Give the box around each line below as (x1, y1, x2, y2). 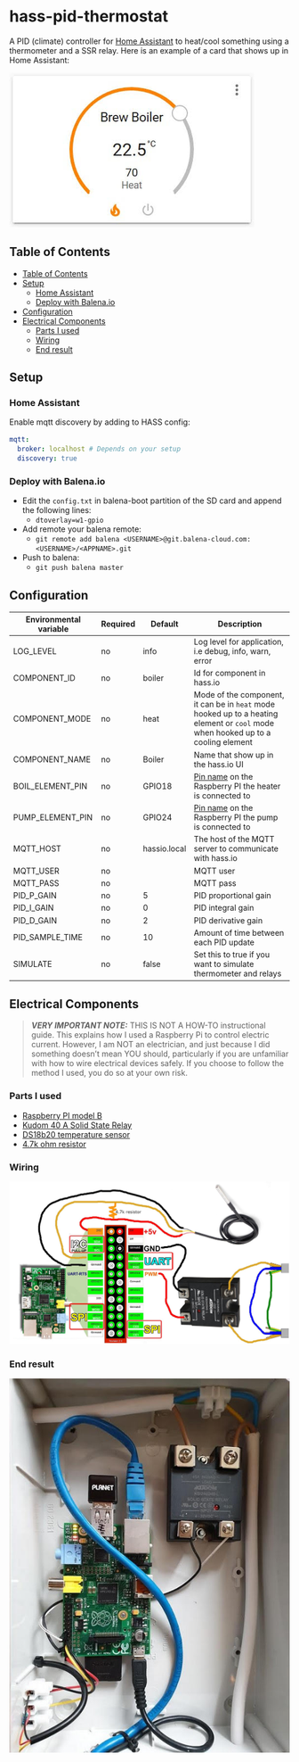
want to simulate (193, 959, 255, 970)
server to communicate (193, 843, 279, 854)
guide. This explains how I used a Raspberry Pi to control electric (30, 1030, 270, 1040)
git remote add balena (35, 535, 120, 544)
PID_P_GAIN (12, 890, 57, 901)
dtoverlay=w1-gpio (35, 516, 104, 525)
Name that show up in (193, 749, 274, 760)
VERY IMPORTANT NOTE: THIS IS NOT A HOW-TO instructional (30, 1020, 266, 1031)
